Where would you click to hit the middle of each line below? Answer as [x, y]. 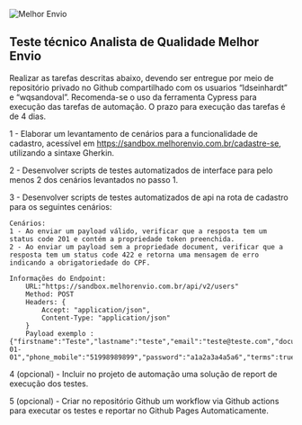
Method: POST [50, 294]
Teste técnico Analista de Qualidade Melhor [134, 42]
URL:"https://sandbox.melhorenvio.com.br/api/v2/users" [133, 286]
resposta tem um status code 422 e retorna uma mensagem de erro [134, 255]
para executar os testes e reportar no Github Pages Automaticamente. [139, 411]
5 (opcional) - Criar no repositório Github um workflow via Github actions [144, 401]
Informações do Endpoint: [58, 278]
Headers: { [46, 302]
